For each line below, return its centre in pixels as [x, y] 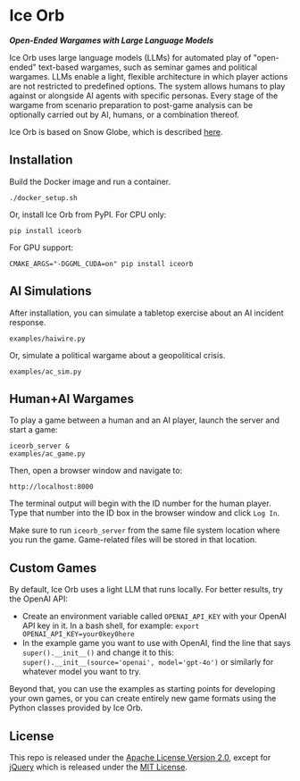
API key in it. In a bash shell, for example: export [111, 626]
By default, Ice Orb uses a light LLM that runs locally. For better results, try [146, 590]
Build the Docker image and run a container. [90, 181]
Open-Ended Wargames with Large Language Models [112, 40]
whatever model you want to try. [81, 672]
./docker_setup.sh [43, 197]
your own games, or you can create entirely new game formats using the [143, 699]
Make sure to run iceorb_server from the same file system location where [145, 530]
